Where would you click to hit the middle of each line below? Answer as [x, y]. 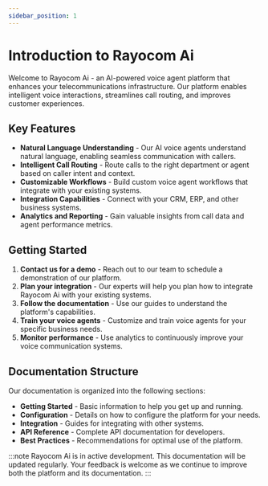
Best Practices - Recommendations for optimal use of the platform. [131, 440]
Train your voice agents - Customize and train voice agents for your [133, 321]
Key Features [42, 128]
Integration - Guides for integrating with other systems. [112, 423]
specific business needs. [61, 329]
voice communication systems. [71, 346]
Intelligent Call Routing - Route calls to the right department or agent [134, 165]
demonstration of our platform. [71, 278]
